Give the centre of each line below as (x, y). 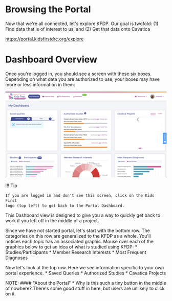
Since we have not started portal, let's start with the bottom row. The (78, 230)
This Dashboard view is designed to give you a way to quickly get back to (83, 215)
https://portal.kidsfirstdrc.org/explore (45, 39)
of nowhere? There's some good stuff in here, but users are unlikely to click (85, 288)
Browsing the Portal (48, 9)
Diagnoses (17, 258)
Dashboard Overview (51, 60)
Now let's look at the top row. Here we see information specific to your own (85, 267)
